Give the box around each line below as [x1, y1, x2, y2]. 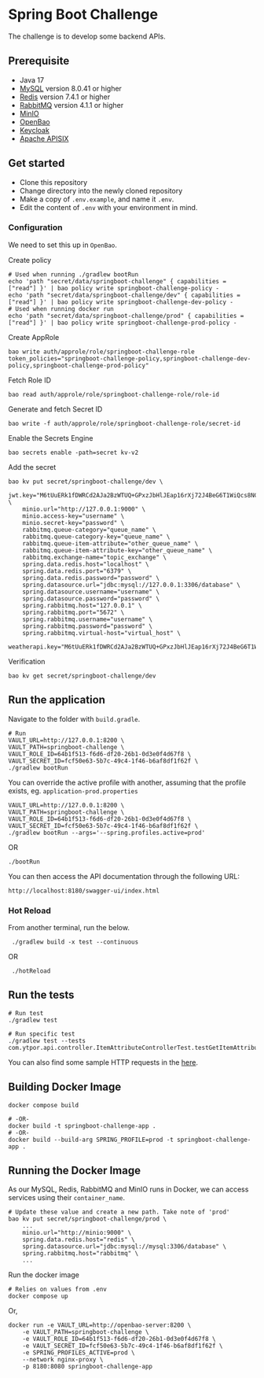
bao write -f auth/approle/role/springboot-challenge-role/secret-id [8, 419, 241, 427]
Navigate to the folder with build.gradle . [8, 714, 141, 723]
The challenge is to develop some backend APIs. [8, 31, 167, 41]
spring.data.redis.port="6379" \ [22, 567, 132, 575]
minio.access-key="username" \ [22, 512, 125, 520]
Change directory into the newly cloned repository [19, 186, 183, 195]
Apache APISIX [19, 134, 69, 143]
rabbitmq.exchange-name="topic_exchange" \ [22, 553, 167, 561]
